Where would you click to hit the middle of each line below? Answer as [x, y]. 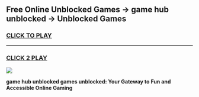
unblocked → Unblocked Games [66, 19]
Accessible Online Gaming [39, 88]
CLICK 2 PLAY [27, 58]
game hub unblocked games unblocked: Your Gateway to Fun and [89, 81]
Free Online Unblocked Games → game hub [88, 10]
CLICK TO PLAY [29, 36]
